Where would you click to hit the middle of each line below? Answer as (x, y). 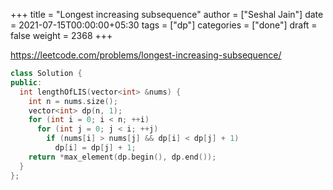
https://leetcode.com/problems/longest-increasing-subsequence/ (146, 55)
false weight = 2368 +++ (61, 35)
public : (26, 82)
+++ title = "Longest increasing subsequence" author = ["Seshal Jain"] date (167, 14)
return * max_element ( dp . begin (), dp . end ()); (122, 157)
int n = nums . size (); (73, 101)
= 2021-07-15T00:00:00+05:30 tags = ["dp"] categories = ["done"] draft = (164, 25)
